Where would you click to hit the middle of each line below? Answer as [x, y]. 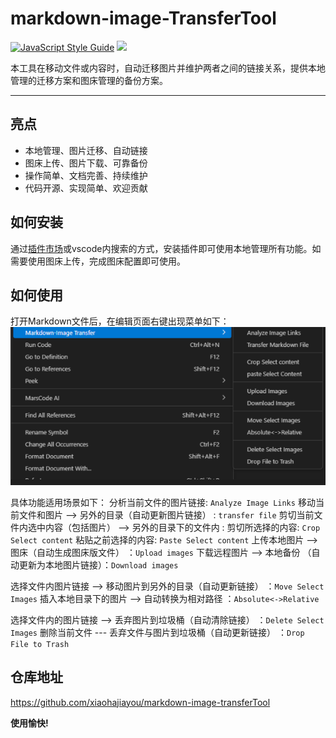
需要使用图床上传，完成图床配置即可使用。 [98, 261]
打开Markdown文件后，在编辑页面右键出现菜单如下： [120, 321]
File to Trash [40, 644]
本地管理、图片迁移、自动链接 [86, 150]
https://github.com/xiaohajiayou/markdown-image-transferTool [140, 702]
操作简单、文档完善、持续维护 [86, 175]
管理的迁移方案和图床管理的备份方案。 [89, 80]
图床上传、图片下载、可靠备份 [86, 163]
